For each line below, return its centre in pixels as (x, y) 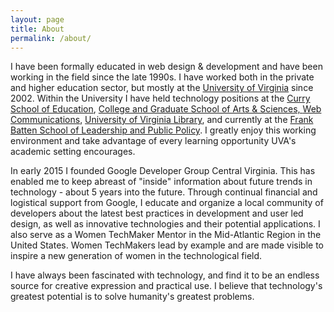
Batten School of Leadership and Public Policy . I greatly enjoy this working (163, 130)
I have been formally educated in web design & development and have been (166, 67)
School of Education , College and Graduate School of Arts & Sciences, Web (166, 109)
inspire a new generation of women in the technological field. (136, 256)
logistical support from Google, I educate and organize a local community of (167, 203)
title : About (37, 29)
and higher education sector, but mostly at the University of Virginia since (162, 88)
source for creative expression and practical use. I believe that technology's (166, 286)
